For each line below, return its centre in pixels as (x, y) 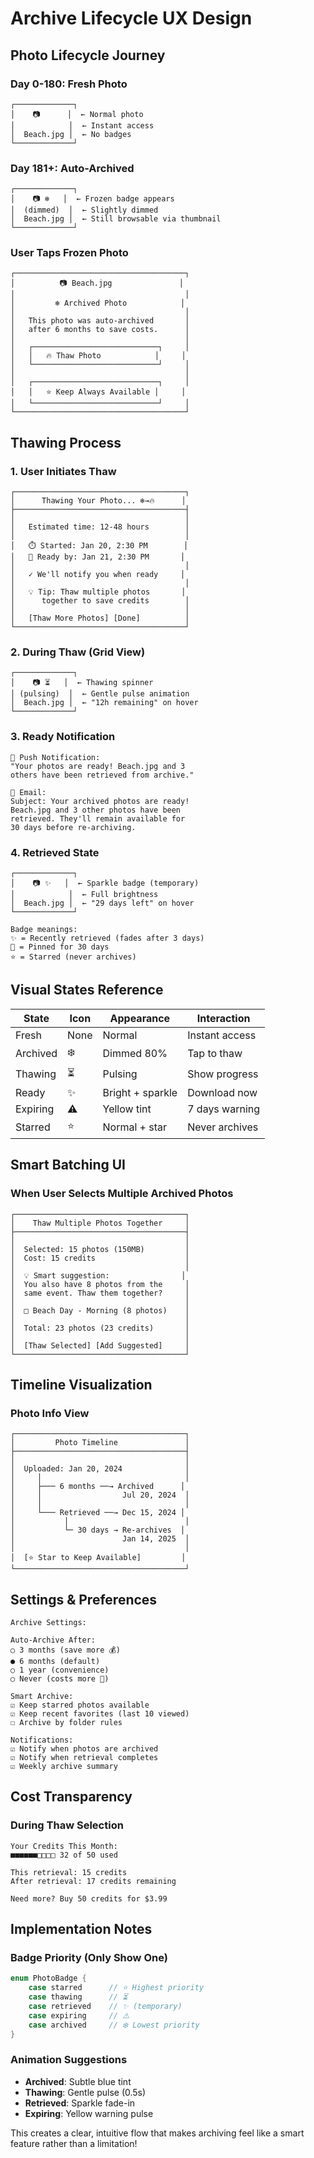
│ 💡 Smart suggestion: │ (98, 1275)
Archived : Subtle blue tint (78, 2081)
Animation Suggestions (69, 2060)
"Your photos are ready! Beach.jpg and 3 (98, 766)
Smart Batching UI (68, 1165)
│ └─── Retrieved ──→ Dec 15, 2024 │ (98, 1513)
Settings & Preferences (84, 1599)
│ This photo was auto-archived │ (100, 321)
